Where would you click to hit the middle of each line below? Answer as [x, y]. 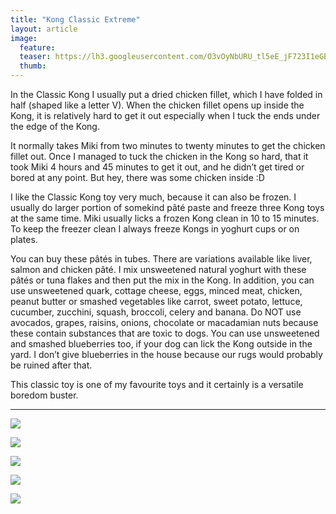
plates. [24, 239]
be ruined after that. [51, 365]
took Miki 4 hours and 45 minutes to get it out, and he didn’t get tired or [157, 167]
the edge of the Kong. [55, 126]
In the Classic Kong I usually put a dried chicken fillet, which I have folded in [166, 94]
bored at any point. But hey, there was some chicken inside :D [137, 177]
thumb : [33, 66]
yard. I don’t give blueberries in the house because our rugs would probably [166, 354]
